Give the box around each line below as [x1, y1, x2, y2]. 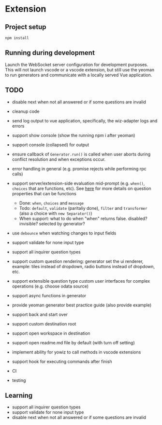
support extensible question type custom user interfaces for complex [12, 278, 150, 284]
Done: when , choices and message [19, 200, 84, 206]
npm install [5, 35, 29, 40]
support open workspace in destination [12, 330, 90, 336]
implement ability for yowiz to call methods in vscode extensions [12, 349, 141, 355]
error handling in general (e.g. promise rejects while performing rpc [12, 166, 147, 171]
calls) [12, 171, 23, 177]
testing [12, 377, 26, 383]
